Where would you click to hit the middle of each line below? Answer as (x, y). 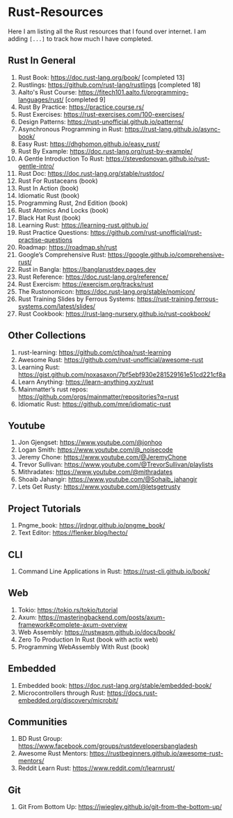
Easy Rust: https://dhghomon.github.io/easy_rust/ (89, 144)
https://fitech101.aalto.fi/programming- (134, 92)
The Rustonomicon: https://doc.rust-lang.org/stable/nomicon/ (106, 291)
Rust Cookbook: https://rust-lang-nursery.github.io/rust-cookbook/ (114, 313)
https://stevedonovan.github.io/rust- (158, 158)
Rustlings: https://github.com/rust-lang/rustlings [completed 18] (109, 85)
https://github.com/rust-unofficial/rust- (146, 232)
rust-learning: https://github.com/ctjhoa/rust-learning (95, 352)
